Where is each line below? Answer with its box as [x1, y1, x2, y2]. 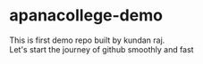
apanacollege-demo [9, 5, 164, 26]
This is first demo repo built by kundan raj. [9, 35, 165, 45]
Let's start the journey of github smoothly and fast [9, 44, 194, 54]
